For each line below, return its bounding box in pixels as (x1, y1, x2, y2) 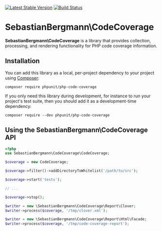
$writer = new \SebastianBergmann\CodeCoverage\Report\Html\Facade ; (5, 217, 147, 222)
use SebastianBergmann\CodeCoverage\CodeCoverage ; (5, 151, 110, 156)
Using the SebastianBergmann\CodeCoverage (5, 126, 148, 134)
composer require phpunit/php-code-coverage (5, 84, 97, 89)
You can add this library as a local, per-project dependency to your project (5, 70, 155, 75)
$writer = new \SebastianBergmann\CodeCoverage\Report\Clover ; (5, 203, 136, 209)
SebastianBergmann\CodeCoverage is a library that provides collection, (5, 37, 151, 43)
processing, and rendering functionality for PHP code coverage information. (5, 43, 157, 49)
